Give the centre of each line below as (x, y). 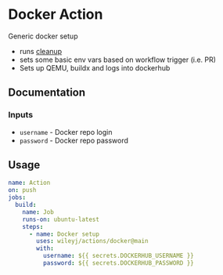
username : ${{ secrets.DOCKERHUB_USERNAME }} (118, 256)
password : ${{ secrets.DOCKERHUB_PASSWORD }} (118, 263)
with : (45, 248)
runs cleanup (41, 51)
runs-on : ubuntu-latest (61, 219)
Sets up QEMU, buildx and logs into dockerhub (95, 67)
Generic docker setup (43, 36)
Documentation (47, 93)
